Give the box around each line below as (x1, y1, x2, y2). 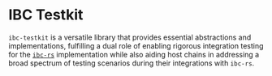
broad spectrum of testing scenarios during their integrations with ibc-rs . (8, 58, 255, 68)
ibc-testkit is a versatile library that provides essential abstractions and (8, 32, 252, 42)
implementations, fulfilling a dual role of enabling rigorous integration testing (8, 40, 264, 50)
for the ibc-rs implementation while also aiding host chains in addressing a (8, 49, 260, 59)
